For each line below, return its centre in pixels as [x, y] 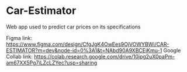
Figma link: [19, 38]
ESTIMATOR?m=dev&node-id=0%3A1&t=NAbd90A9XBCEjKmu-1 [84, 50]
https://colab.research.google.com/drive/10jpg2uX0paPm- [105, 56]
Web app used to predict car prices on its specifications [73, 27]
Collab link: [20, 56]
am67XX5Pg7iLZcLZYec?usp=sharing [52, 63]
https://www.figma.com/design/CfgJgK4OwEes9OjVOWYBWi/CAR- [88, 44]
